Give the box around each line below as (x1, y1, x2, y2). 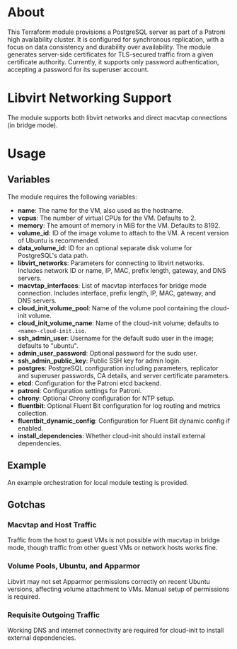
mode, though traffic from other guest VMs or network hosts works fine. (7, 544, 218, 552)
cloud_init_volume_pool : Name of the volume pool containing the (17, 303, 209, 312)
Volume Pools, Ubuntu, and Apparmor (7, 561, 140, 571)
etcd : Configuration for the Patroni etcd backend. (17, 379, 162, 387)
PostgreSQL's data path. (17, 251, 88, 259)
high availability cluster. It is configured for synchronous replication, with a (7, 35, 224, 43)
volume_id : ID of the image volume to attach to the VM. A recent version (17, 228, 229, 237)
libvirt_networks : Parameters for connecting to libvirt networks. (17, 259, 205, 267)
